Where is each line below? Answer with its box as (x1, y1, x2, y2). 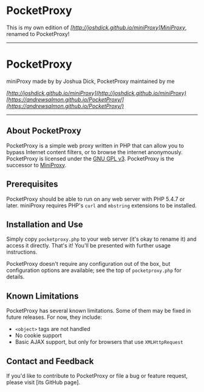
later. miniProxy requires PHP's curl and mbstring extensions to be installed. (6, 202, 197, 209)
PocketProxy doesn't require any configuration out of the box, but (6, 260, 171, 268)
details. (6, 273, 25, 280)
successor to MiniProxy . (6, 161, 67, 168)
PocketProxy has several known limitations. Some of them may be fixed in (6, 307, 191, 315)
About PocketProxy (6, 126, 82, 136)
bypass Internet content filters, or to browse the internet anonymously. (6, 148, 183, 155)
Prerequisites (6, 179, 58, 190)
